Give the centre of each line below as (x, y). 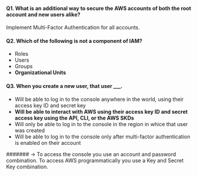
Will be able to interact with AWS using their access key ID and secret (101, 111)
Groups (24, 66)
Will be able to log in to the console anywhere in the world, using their (99, 99)
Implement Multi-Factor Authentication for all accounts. (73, 28)
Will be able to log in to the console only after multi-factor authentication (102, 136)
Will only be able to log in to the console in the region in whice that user (101, 124)
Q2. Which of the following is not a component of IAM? (74, 40)
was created (30, 130)
